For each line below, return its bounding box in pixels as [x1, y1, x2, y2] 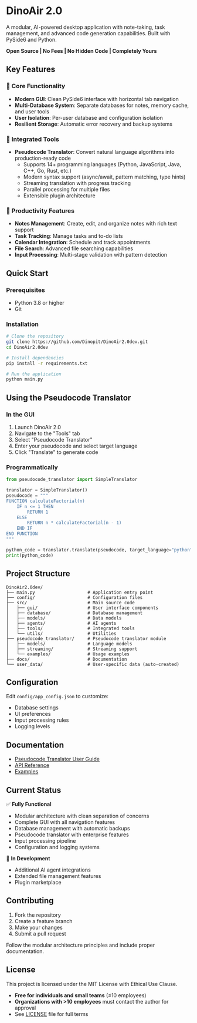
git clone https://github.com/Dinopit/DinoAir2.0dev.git [6, 339, 148, 345]
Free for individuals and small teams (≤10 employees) [14, 991, 147, 999]
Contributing [6, 896, 54, 906]
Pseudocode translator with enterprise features [14, 831, 129, 838]
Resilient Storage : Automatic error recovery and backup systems [14, 120, 173, 127]
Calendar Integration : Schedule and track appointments [14, 239, 151, 246]
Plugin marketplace [14, 879, 62, 886]
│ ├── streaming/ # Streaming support [6, 646, 138, 652]
